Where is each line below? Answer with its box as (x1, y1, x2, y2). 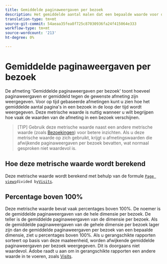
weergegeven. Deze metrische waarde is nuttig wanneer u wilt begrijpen (5, 109, 154, 115)
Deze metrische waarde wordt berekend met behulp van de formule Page (5, 173, 154, 179)
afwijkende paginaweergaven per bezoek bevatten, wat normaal (17, 140, 149, 146)
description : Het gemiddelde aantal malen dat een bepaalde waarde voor (5, 12, 159, 17)
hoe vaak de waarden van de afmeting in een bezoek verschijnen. (5, 114, 140, 120)
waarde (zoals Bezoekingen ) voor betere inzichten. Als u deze (17, 129, 145, 135)
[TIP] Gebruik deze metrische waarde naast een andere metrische (17, 124, 153, 130)
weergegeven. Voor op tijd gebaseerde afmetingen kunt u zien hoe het (5, 98, 150, 105)
